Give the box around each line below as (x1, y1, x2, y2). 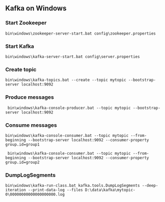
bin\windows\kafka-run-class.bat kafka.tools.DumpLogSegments (5, 183, 140, 188)
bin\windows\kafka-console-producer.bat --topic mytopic (7, 105, 131, 110)
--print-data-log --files (28, 188, 83, 193)
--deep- (142, 183, 158, 188)
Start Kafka (5, 43, 34, 50)
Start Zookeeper (5, 19, 47, 26)
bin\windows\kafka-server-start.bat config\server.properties (5, 54, 140, 59)
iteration (5, 188, 26, 193)
